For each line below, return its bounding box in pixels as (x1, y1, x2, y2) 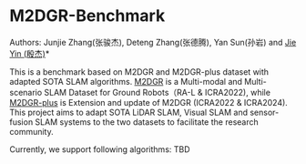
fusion (9, 116, 34, 128)
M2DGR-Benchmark (9, 5, 166, 26)
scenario (9, 87, 43, 97)
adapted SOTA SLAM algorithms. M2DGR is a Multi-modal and (9, 76, 243, 87)
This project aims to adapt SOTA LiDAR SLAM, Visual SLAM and (9, 107, 249, 118)
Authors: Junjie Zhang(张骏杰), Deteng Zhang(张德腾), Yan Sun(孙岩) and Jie (9, 36, 297, 47)
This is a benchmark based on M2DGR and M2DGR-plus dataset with (9, 66, 270, 77)
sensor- (250, 107, 280, 118)
